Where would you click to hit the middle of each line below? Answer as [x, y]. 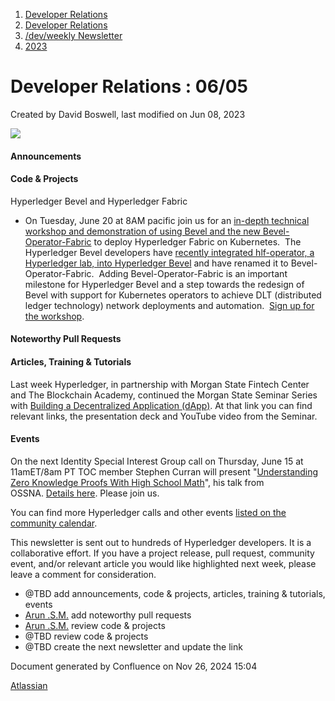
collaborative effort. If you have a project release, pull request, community [162, 553]
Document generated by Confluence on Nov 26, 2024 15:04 [134, 666]
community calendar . [54, 523]
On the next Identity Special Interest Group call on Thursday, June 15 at [157, 461]
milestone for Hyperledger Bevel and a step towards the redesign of [164, 284]
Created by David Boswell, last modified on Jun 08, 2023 [128, 114]
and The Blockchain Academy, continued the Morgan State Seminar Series [164, 395]
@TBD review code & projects [86, 636]
